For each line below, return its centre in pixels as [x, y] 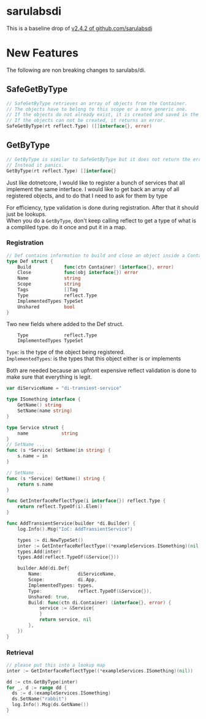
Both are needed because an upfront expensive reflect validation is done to [101, 371]
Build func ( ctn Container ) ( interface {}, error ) [96, 267]
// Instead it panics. [35, 165]
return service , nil [65, 620]
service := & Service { [67, 608]
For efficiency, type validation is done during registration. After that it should [103, 207]
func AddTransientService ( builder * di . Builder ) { [71, 523]
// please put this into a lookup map [56, 665]
